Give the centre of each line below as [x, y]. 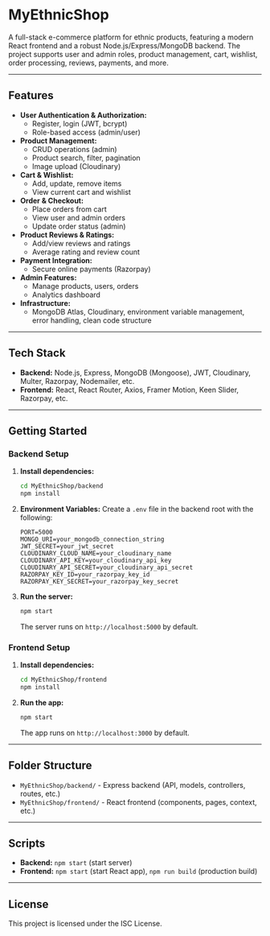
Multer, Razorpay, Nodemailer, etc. [77, 381]
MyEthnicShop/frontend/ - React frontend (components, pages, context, [138, 802]
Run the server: [47, 596]
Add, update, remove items [77, 183]
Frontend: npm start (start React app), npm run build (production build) [139, 872]
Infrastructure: [45, 303]
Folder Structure [50, 766]
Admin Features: [48, 277]
